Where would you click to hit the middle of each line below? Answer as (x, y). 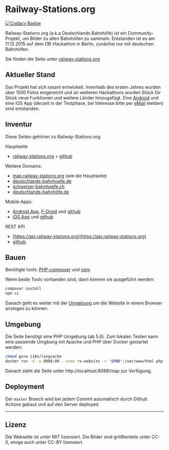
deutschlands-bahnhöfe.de (41, 192)
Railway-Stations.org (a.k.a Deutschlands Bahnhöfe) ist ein (66, 33)
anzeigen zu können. (27, 309)
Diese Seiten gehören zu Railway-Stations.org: (53, 136)
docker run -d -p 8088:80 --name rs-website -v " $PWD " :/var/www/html (80, 361)
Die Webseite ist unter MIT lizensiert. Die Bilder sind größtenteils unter (78, 437)
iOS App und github (33, 217)
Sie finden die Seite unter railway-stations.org (53, 59)
